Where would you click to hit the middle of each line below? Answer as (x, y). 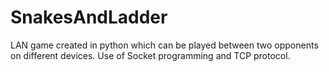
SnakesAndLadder (89, 17)
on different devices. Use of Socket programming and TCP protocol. (150, 55)
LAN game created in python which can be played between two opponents (164, 45)
